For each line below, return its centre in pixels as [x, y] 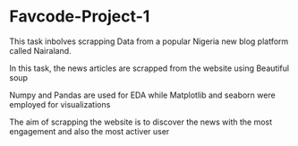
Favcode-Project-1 [80, 17]
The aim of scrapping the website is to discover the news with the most [141, 122]
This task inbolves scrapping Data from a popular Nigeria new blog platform [149, 41]
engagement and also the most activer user [89, 131]
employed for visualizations [60, 104]
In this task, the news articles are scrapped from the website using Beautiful [149, 68]
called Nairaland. [40, 50]
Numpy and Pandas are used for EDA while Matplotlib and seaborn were [142, 95]
